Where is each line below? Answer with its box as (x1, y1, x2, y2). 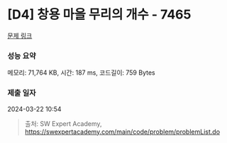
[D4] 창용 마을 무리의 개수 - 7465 (7, 6, 192, 23)
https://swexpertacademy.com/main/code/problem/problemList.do (24, 127, 221, 136)
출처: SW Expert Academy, (24, 119, 102, 128)
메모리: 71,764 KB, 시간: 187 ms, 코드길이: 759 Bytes (7, 68, 155, 77)
